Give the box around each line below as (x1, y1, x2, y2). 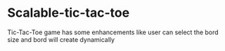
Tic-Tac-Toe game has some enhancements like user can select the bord (7, 28, 219, 36)
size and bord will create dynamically (7, 35, 115, 43)
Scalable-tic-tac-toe (7, 5, 130, 21)
